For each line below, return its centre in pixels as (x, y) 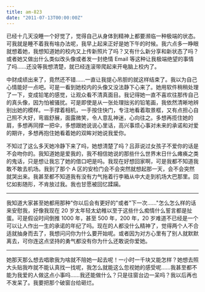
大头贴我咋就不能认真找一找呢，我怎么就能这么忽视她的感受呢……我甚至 (97, 267)
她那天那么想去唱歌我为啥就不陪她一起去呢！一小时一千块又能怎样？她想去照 (103, 260)
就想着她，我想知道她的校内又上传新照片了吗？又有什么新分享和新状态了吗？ (103, 51)
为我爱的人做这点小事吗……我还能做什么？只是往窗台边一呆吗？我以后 (99, 275)
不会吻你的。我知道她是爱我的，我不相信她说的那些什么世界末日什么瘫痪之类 (103, 153)
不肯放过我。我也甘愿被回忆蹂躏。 (81, 184)
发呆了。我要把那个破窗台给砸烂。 (54, 282)
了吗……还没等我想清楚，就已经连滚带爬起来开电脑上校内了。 (83, 66)
